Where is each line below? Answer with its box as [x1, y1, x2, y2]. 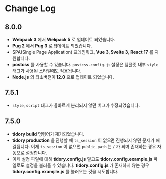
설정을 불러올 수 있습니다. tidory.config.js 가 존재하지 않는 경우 [25, 162, 150, 168]
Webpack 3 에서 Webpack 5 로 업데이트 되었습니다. [12, 37, 115, 42]
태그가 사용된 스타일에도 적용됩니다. [12, 68, 82, 74]
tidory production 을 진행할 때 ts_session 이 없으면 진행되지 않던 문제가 [12, 137, 155, 143]
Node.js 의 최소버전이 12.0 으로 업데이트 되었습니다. [12, 74, 114, 80]
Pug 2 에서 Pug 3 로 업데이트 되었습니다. [12, 43, 92, 49]
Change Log [5, 3, 56, 14]
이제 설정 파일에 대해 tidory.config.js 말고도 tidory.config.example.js [12, 156, 153, 162]
